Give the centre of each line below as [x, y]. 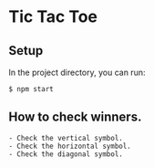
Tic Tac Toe [53, 17]
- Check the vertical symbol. [66, 138]
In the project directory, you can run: [77, 72]
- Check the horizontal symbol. [70, 146]
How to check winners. [75, 117]
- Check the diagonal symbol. [66, 154]
